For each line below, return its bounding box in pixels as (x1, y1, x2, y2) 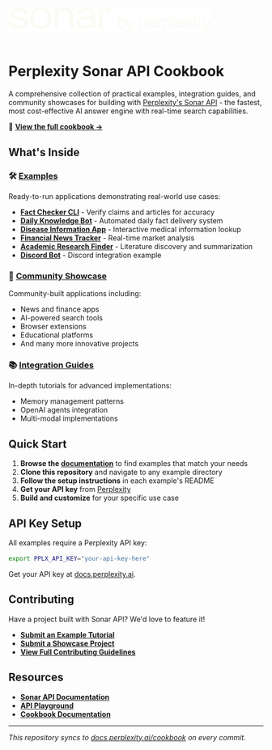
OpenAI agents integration (19, 405, 108, 415)
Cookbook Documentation (19, 709, 111, 718)
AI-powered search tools (19, 313, 104, 323)
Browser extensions (19, 322, 87, 332)
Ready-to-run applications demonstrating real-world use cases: (8, 191, 221, 201)
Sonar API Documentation (19, 692, 110, 701)
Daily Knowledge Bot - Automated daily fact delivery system (19, 215, 223, 225)
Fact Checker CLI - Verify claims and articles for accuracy (19, 207, 215, 217)
